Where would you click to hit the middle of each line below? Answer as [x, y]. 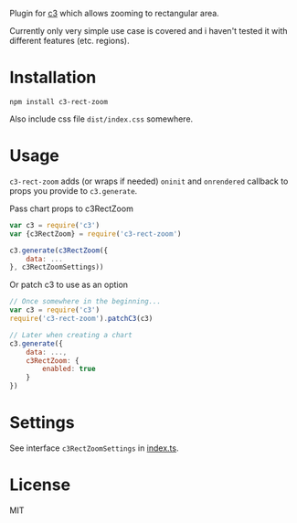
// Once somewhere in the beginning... [85, 302]
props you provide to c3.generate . [74, 190]
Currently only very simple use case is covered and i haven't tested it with [148, 31]
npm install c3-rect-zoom [58, 101]
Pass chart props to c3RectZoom [72, 208]
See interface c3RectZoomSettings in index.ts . [94, 448]
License [40, 485]
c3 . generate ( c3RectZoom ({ [58, 251]
